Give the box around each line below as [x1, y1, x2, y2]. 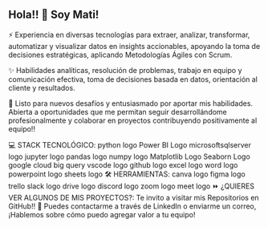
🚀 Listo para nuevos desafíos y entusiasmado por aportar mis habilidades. [8, 98, 254, 108]
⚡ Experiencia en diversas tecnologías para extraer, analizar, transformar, [8, 30, 250, 39]
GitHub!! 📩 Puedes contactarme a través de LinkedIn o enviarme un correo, [8, 201, 257, 211]
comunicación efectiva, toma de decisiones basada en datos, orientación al [8, 74, 258, 84]
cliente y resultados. [8, 83, 75, 92]
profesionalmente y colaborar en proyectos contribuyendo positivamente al [8, 116, 258, 125]
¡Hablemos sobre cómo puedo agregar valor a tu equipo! [8, 209, 196, 219]
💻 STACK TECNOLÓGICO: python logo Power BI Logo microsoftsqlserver [8, 140, 251, 149]
